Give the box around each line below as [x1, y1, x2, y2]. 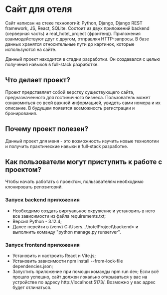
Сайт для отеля [5, 3, 72, 15]
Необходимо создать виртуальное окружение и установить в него [12, 208, 156, 214]
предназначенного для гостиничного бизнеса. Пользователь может [5, 94, 151, 100]
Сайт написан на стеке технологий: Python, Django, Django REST [5, 20, 143, 26]
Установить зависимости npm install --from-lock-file [12, 258, 123, 264]
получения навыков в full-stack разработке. [5, 61, 99, 67]
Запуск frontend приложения [5, 241, 80, 248]
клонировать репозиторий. [5, 184, 63, 190]
